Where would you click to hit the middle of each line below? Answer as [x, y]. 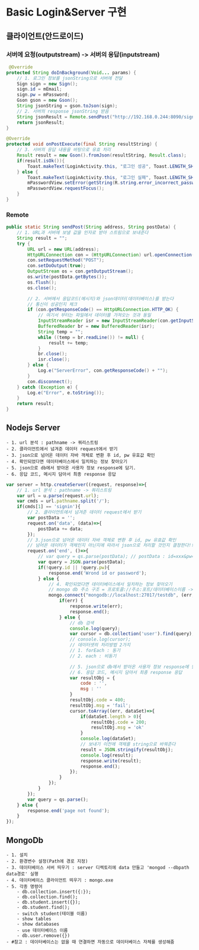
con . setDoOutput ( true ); [57, 266]
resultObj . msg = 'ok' [118, 728]
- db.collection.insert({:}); [54, 892]
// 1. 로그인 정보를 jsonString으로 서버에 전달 [70, 78]
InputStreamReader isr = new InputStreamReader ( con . [104, 321]
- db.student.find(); [43, 908]
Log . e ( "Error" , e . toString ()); [66, 393]
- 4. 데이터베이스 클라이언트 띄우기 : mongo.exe [60, 880]
